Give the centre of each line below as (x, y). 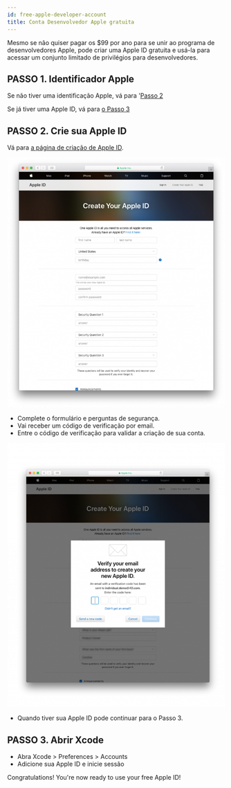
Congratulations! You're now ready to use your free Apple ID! (94, 778)
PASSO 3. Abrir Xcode (56, 740)
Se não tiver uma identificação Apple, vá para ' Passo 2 (85, 96)
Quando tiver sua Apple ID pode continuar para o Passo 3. (100, 718)
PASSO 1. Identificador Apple (71, 79)
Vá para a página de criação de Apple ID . (65, 148)
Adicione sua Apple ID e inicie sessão (71, 764)
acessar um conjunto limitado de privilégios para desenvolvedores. (103, 57)
